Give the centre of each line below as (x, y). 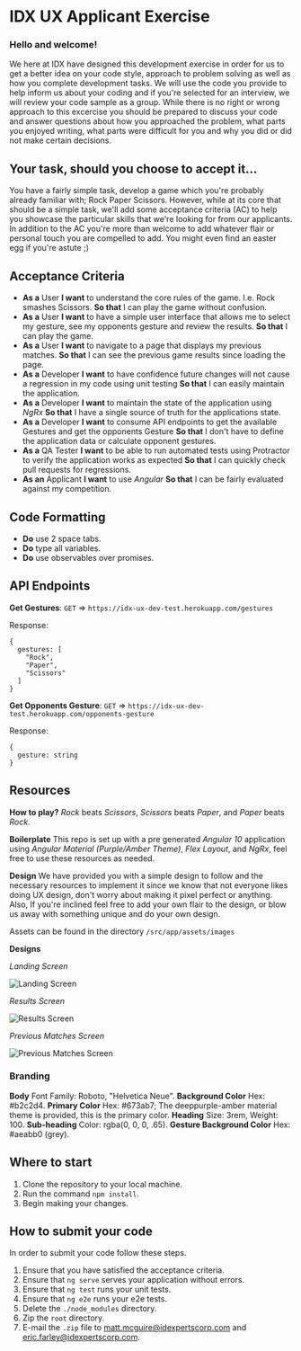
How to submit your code (81, 1232)
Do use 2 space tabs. (62, 538)
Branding (30, 1076)
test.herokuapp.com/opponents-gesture (82, 714)
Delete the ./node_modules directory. (89, 1309)
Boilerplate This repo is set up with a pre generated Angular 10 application (147, 839)
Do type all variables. (62, 548)
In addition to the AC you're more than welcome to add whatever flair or (142, 229)
